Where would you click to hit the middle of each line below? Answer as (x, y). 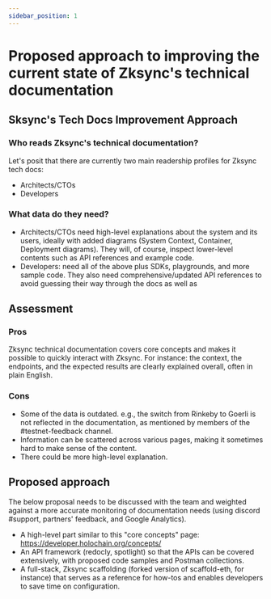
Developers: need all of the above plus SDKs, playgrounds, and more (135, 266)
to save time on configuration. (70, 586)
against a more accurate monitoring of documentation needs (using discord (134, 510)
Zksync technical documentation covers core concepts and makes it (122, 349)
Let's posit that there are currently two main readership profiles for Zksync (133, 160)
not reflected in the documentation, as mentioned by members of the (135, 422)
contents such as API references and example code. (107, 257)
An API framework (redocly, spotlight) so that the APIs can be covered (137, 551)
